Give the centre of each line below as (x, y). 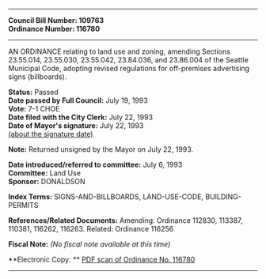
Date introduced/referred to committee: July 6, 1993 (95, 164)
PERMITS (23, 205)
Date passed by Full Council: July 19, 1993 (78, 100)
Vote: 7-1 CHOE (34, 109)
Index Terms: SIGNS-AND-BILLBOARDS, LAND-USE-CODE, (106, 197)
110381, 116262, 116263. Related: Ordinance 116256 (91, 229)
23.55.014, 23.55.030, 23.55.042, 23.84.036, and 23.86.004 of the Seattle (129, 60)
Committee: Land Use (45, 173)
